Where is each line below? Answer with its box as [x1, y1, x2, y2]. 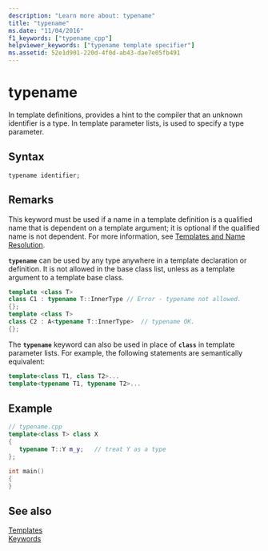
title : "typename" [8, 19, 70, 27]
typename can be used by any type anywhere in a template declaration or [8, 255, 247, 265]
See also [8, 504, 52, 517]
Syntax [8, 150, 45, 164]
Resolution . [8, 239, 46, 249]
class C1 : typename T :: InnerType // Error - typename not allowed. [8, 296, 242, 304]
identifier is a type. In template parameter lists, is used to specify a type [8, 118, 244, 128]
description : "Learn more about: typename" [8, 11, 156, 20]
